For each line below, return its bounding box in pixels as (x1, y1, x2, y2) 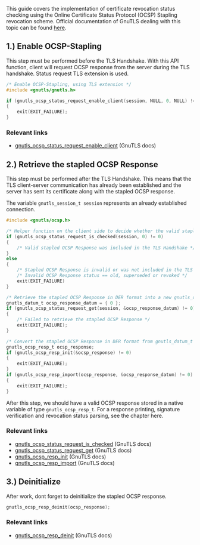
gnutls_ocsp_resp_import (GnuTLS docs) (14, 459, 115, 466)
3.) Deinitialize (6, 477, 61, 487)
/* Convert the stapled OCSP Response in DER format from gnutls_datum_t (6, 338, 193, 344)
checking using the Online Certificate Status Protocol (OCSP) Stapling (6, 11, 177, 19)
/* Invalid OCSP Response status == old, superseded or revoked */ (17, 273, 187, 279)
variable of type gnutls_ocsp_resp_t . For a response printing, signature (6, 405, 180, 412)
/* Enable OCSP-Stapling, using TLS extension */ (6, 81, 132, 87)
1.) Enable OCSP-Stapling (6, 41, 102, 51)
